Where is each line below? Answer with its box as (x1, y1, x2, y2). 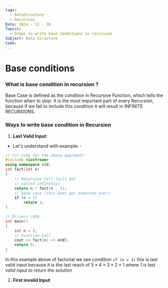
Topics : (5, 27, 22, 32)
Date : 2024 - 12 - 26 (5, 21, 51, 27)
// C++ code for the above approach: (5, 152, 85, 158)
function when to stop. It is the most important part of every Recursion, (5, 98, 154, 104)
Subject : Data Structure (5, 36, 58, 41)
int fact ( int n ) (5, 167, 40, 172)
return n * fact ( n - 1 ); (14, 186, 67, 191)
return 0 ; (14, 243, 36, 248)
